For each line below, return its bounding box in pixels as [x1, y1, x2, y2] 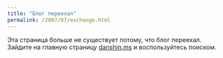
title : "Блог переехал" [7, 10, 77, 17]
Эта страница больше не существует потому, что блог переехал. [7, 35, 202, 43]
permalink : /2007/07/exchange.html [7, 17, 111, 23]
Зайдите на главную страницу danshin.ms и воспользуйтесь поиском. [7, 43, 217, 51]
